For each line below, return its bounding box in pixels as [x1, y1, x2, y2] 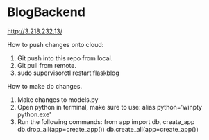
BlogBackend [7, 4, 85, 20]
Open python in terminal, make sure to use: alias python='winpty [17, 103, 203, 111]
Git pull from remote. [17, 61, 77, 69]
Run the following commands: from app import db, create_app [17, 117, 195, 125]
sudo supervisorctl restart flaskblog [17, 69, 119, 77]
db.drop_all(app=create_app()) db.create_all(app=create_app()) [17, 125, 199, 133]
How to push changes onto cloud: [7, 40, 104, 49]
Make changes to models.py [17, 95, 99, 104]
